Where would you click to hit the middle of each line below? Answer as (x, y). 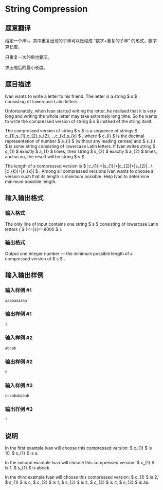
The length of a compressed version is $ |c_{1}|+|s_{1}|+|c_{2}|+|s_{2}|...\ (79, 166)
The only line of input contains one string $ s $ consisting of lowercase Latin (82, 224)
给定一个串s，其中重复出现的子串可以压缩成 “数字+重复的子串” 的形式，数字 (81, 41)
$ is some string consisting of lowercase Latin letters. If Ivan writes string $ (80, 146)
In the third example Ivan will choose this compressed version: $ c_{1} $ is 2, (82, 477)
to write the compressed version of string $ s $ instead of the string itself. (79, 121)
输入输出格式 (24, 198)
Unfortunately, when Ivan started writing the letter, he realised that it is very (81, 111)
